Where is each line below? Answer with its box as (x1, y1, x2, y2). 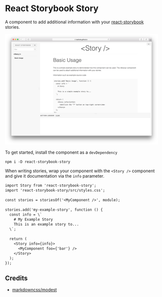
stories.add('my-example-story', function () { (5, 207, 103, 213)
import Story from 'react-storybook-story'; (5, 183, 97, 188)
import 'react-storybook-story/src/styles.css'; (5, 188, 105, 193)
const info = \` (9, 212, 42, 217)
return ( (9, 236, 27, 242)
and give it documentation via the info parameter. (5, 173, 105, 179)
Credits (5, 274, 28, 282)
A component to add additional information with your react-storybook (5, 19, 144, 25)
